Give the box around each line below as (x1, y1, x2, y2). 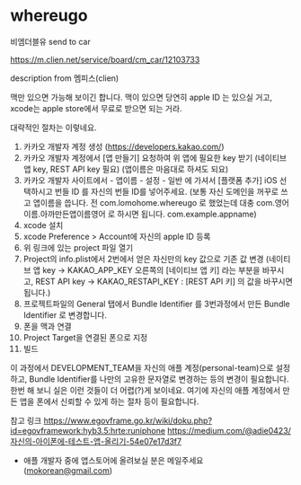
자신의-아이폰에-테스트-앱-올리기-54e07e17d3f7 (10, 436, 182, 446)
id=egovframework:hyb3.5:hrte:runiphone (10, 425, 165, 436)
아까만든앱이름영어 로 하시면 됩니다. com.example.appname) (40, 208, 257, 219)
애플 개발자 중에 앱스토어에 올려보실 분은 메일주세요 (22, 454, 204, 465)
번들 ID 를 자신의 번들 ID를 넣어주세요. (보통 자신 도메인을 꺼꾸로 (54, 186, 279, 197)
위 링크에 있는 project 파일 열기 (22, 242, 134, 252)
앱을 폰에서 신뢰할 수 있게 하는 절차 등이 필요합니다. (19, 396, 199, 407)
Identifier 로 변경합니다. (22, 309, 107, 320)
